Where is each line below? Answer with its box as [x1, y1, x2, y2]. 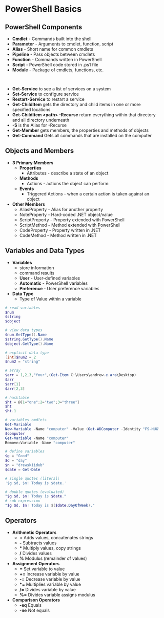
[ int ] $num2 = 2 [5, 355, 36, 360]
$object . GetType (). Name [5, 341, 54, 346]
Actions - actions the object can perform [26, 180, 109, 186]
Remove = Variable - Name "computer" [5, 440, 76, 445]
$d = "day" [5, 458, 27, 463]
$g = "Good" [5, 453, 29, 459]
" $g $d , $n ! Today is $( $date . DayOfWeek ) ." [5, 503, 95, 508]
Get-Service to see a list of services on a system [12, 86, 111, 91]
